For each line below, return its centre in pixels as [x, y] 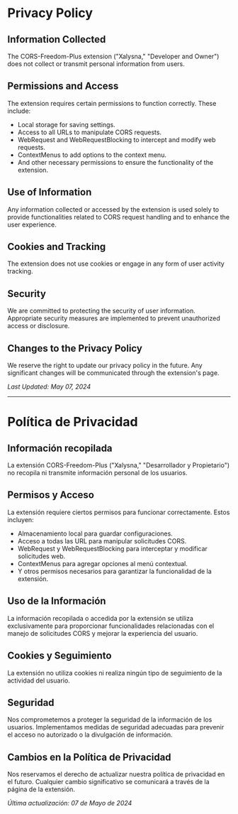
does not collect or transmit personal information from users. [96, 64]
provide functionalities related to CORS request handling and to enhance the [119, 217]
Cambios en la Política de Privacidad [89, 757]
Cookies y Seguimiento [59, 656]
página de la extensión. [41, 789]
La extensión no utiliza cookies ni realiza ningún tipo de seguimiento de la [115, 673]
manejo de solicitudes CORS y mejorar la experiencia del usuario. [103, 633]
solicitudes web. [41, 556]
